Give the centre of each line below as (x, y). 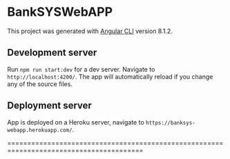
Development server (52, 53)
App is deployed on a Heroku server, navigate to (76, 122)
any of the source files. (40, 84)
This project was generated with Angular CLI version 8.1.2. (90, 31)
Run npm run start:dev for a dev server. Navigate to (81, 69)
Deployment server (49, 106)
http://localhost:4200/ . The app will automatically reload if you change (110, 76)
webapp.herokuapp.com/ (40, 130)
